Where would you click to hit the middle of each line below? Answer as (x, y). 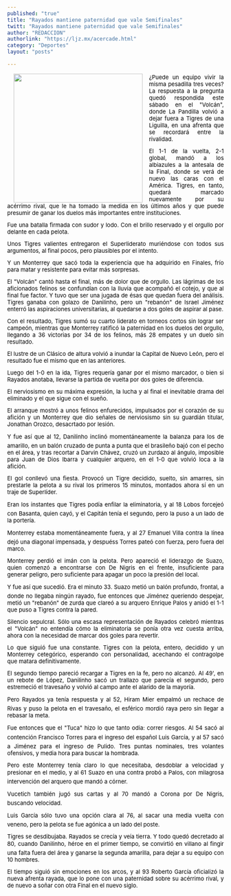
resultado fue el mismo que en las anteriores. (66, 360)
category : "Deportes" (38, 45)
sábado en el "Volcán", (186, 104)
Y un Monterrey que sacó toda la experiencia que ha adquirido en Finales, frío (115, 262)
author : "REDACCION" (37, 33)
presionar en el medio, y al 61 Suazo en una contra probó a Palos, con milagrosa (115, 772)
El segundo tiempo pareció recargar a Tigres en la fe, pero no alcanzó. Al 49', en (115, 673)
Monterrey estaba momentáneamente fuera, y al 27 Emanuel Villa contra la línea (115, 533)
